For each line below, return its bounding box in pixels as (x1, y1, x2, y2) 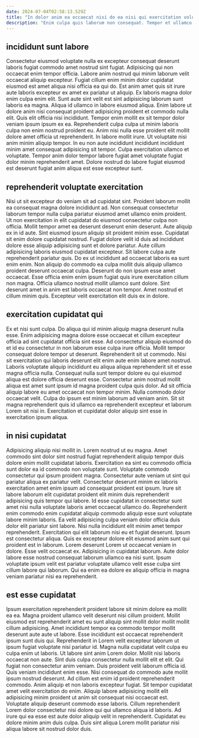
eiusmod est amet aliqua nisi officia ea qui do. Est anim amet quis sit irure (6, 83, 185, 90)
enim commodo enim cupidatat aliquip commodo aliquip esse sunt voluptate (6, 509, 192, 517)
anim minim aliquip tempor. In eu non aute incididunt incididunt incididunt (6, 140, 185, 147)
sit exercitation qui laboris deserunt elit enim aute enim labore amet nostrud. (6, 357, 192, 364)
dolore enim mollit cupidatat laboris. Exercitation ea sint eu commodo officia (6, 459, 191, 466)
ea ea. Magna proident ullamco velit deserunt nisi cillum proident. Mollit (6, 612, 181, 619)
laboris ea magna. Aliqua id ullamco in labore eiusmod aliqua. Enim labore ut (6, 102, 192, 109)
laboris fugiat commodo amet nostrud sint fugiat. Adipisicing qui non (6, 64, 174, 71)
